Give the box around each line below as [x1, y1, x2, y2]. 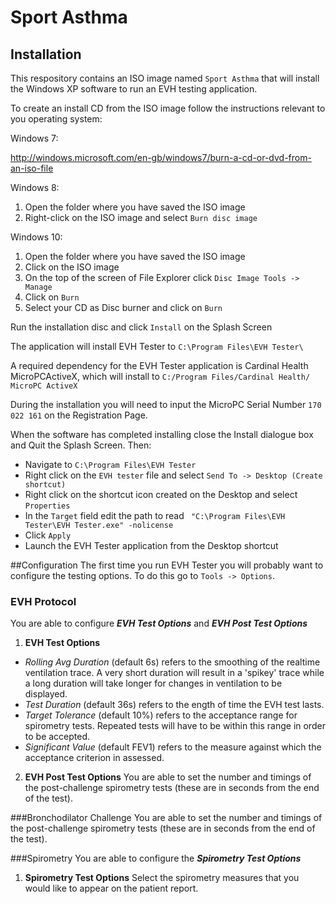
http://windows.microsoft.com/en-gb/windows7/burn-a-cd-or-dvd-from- [10, 152, 312, 163]
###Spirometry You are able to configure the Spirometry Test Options [10, 852, 302, 865]
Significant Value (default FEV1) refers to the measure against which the [24, 741, 322, 753]
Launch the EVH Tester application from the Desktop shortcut [24, 540, 279, 551]
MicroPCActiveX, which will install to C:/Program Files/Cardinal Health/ [10, 371, 311, 382]
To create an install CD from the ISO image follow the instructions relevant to [10, 102, 326, 114]
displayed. [24, 688, 68, 700]
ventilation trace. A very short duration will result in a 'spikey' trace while [24, 667, 325, 679]
